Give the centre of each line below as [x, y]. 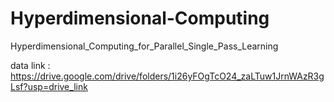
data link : [30, 65]
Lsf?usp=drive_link [49, 86]
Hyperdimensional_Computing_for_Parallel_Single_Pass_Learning [144, 46]
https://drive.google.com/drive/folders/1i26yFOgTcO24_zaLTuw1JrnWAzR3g [167, 76]
